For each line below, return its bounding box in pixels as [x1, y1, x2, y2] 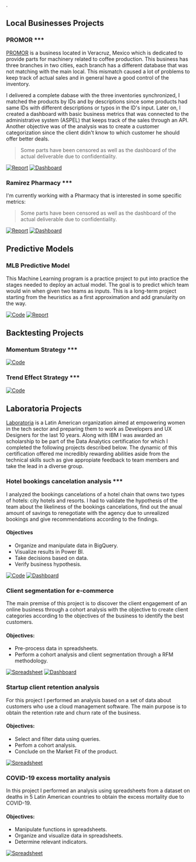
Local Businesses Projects [6, 18, 104, 28]
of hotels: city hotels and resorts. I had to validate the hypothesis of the [6, 497, 178, 504]
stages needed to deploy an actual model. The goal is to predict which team [6, 281, 189, 288]
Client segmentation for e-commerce [6, 586, 114, 595]
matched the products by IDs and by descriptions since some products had [6, 98, 188, 105]
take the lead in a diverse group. [6, 463, 84, 470]
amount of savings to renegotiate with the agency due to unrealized [6, 509, 169, 516]
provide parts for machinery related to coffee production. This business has [6, 55, 188, 63]
